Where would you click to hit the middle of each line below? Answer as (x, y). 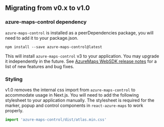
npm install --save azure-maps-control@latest (54, 47)
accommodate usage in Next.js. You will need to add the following (72, 95)
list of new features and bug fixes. (40, 66)
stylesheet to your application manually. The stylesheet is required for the (80, 100)
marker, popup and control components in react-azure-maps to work (74, 105)
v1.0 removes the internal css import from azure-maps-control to (70, 90)
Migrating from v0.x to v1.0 (48, 8)
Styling (14, 79)
